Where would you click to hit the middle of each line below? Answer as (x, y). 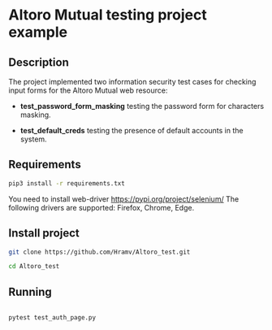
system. (33, 139)
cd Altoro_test (34, 267)
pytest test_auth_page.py (52, 318)
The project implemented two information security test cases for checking (132, 82)
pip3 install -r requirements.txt (67, 183)
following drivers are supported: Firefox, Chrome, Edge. (101, 207)
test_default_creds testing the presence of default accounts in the (132, 130)
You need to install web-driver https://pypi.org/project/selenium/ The (124, 199)
